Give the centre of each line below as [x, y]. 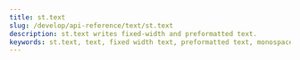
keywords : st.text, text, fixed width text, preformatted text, [131, 42]
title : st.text [37, 17]
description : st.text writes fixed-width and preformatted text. [133, 34]
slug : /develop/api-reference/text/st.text [92, 26]
